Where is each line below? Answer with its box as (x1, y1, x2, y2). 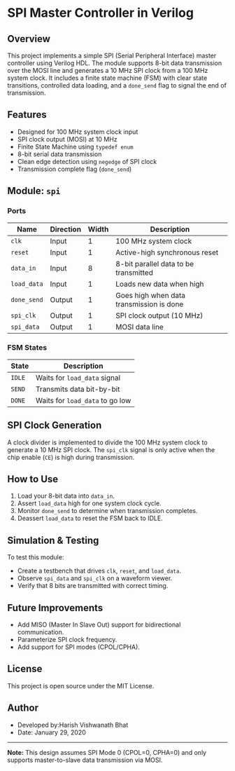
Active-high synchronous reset (115, 247, 219, 257)
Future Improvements (7, 601, 104, 614)
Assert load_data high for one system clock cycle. (17, 499, 162, 507)
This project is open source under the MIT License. (7, 681, 155, 690)
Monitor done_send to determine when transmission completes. (17, 507, 198, 515)
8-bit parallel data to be (115, 259, 194, 268)
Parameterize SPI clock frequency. (17, 636, 117, 644)
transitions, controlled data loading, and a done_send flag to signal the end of (7, 81, 227, 89)
